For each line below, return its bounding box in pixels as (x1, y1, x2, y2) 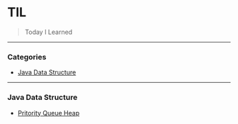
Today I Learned (24, 28, 73, 36)
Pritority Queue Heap (17, 108, 80, 117)
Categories (7, 52, 47, 62)
